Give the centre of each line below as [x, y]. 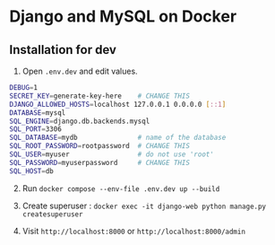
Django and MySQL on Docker [123, 17]
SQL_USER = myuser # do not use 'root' [112, 154]
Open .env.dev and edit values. [80, 71]
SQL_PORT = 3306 [36, 129]
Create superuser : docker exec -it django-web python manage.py [144, 206]
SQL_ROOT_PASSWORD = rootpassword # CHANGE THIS [100, 146]
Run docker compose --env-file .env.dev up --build [121, 188]
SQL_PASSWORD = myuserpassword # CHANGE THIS [100, 162]
